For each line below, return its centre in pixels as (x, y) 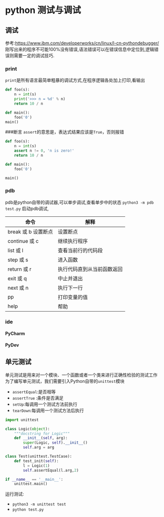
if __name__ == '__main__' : (34, 479)
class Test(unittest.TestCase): (39, 457)
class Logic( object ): (28, 429)
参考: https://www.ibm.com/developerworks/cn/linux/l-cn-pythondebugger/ (82, 43)
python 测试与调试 (43, 10)
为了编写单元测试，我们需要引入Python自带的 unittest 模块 (65, 381)
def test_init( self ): (36, 461)
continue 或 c (23, 241)
